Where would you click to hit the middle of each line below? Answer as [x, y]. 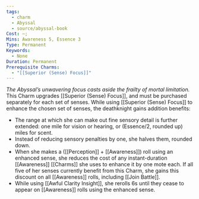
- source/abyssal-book [40, 28]
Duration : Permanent [32, 61]
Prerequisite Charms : [33, 67]
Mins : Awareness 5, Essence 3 [44, 39]
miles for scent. [34, 133]
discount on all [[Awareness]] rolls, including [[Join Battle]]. [87, 177]
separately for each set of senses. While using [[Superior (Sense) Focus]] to [99, 102]
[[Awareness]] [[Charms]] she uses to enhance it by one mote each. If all [104, 164]
